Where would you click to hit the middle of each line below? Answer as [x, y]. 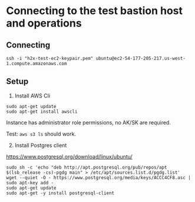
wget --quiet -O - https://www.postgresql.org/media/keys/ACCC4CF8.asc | [99, 177]
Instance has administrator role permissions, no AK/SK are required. [88, 122]
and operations [44, 23]
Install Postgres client [41, 145]
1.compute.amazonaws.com [37, 63]
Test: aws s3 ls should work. [41, 134]
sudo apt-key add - [30, 183]
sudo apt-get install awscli [42, 112]
